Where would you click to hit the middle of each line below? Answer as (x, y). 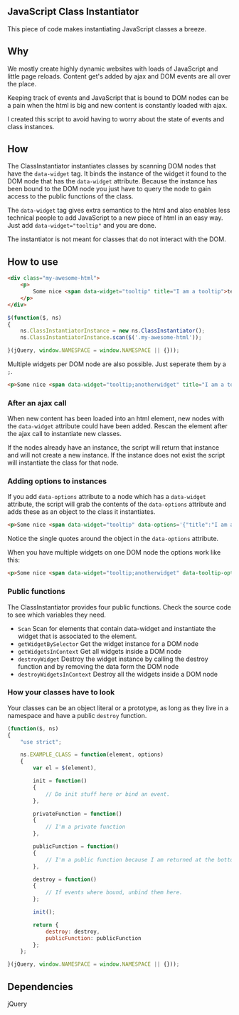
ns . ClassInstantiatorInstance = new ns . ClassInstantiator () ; (112, 331)
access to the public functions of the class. (70, 196)
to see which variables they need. (57, 615)
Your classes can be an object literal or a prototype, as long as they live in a (118, 708)
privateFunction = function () (78, 814)
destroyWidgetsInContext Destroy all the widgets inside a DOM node (118, 674)
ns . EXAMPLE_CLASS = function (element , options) (92, 755)
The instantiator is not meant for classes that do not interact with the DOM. (117, 239)
